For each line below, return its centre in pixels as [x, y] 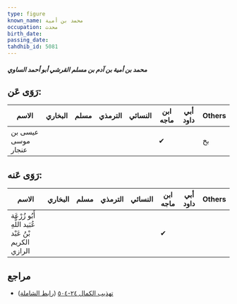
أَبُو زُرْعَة [23, 216]
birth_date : [25, 34]
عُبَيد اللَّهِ [23, 225]
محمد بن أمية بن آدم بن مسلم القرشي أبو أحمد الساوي [77, 69]
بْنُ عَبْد [20, 233]
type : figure [26, 14]
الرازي [20, 251]
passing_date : [28, 40]
